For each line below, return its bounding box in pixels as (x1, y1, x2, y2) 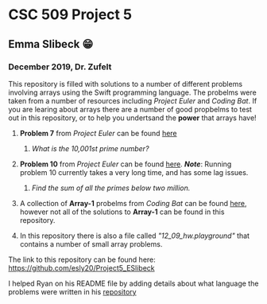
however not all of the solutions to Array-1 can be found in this (19, 207, 225, 216)
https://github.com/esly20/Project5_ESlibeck (8, 263, 155, 272)
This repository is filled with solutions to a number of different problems (8, 79, 243, 88)
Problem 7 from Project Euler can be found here (19, 128, 177, 138)
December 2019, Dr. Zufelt (8, 61, 112, 72)
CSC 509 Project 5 (8, 6, 133, 24)
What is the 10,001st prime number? (31, 143, 149, 153)
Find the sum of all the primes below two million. (31, 183, 191, 193)
